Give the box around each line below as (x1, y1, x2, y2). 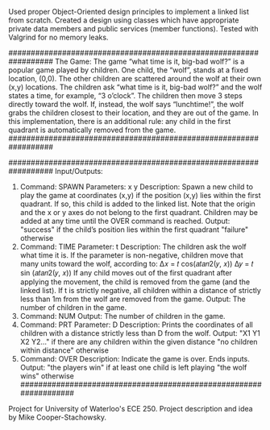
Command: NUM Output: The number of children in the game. (19, 312, 226, 320)
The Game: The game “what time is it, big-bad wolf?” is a (55, 56, 245, 66)
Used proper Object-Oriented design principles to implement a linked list (8, 7, 250, 16)
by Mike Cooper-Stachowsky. (8, 412, 107, 422)
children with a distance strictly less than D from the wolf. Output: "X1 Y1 (19, 329, 260, 337)
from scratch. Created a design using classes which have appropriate (8, 15, 239, 25)
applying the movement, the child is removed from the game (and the (19, 277, 251, 287)
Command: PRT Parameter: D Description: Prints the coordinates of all (19, 320, 254, 329)
